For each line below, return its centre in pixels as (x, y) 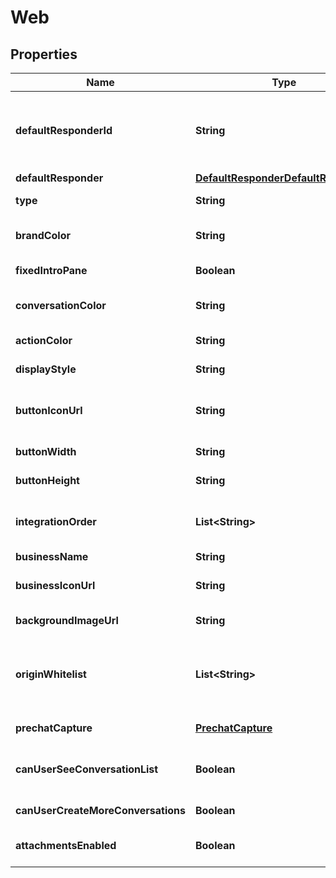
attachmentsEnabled (66, 845)
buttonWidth (46, 451)
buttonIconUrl (49, 410)
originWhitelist (51, 674)
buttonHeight (47, 480)
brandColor (43, 235)
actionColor (44, 340)
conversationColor (61, 305)
